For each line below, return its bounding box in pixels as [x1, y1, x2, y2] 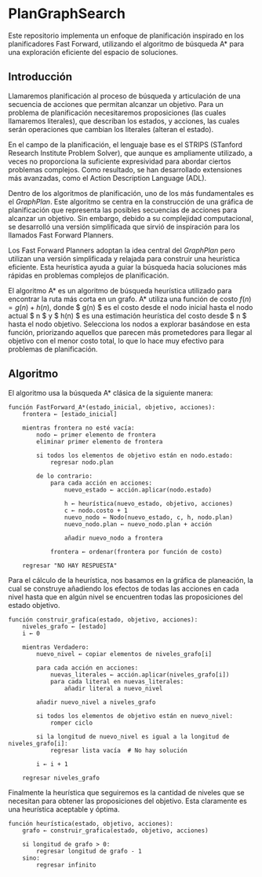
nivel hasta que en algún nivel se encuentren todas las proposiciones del [8, 591, 243, 602]
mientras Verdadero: [22, 643, 89, 651]
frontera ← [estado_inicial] [22, 410, 118, 418]
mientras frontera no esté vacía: [22, 424, 135, 432]
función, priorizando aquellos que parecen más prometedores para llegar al [8, 327, 253, 337]
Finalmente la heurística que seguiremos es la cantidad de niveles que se [8, 787, 245, 797]
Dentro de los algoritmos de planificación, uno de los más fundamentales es [8, 188, 254, 197]
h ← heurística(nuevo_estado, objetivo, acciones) [64, 499, 234, 507]
